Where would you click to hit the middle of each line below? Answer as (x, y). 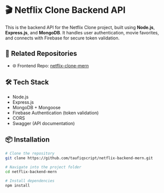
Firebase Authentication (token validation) (55, 113)
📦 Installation (27, 139)
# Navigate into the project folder (43, 167)
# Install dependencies (30, 181)
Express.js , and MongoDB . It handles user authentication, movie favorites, (82, 32)
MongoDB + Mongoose (36, 107)
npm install (17, 186)
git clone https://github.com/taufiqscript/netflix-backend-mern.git (79, 158)
